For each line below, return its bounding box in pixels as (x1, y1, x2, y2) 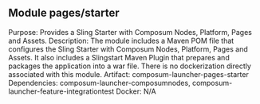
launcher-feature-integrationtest (8, 87, 115, 96)
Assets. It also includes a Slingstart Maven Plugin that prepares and (8, 52, 230, 62)
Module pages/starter (8, 6, 120, 20)
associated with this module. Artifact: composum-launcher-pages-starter (8, 69, 249, 79)
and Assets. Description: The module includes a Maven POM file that (8, 36, 234, 45)
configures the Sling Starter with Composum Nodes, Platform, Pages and (8, 44, 249, 54)
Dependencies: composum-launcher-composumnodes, (8, 78, 191, 87)
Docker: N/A (115, 87, 157, 96)
